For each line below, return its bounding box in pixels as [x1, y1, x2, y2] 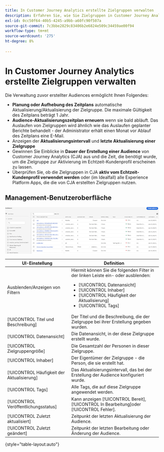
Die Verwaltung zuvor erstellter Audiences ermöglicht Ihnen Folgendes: [5, 92, 149, 98]
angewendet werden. [71, 389, 114, 395]
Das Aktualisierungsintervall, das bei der [71, 367, 152, 373]
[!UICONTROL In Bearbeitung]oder [71, 401, 141, 407]
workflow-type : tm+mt [5, 28, 49, 34]
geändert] [7, 430, 28, 436]
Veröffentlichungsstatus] [7, 404, 57, 410]
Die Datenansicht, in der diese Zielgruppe [71, 331, 155, 337]
